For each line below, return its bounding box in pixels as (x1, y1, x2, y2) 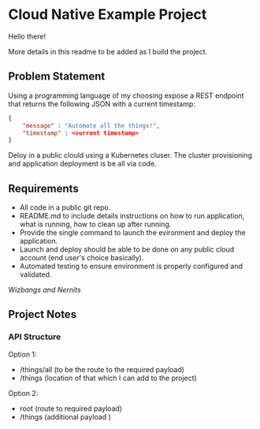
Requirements (8, 181, 79, 195)
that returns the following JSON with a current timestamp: (8, 99, 195, 108)
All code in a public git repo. (19, 203, 111, 212)
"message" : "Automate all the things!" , (22, 121, 160, 129)
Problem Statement (8, 69, 106, 84)
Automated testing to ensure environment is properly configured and (19, 262, 243, 271)
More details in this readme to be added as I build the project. (8, 47, 208, 56)
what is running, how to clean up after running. (19, 219, 172, 229)
